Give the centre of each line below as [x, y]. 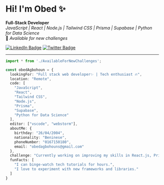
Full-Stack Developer [27, 22]
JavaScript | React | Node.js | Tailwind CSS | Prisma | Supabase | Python [79, 28]
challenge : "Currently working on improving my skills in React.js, [81, 156]
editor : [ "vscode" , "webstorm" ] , [44, 124]
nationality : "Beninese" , [41, 137]
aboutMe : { [21, 129]
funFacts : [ [22, 160]
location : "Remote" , [31, 79]
